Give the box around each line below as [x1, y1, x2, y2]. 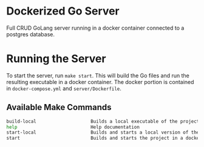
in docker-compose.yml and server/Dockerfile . [6, 85, 121, 92]
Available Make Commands [6, 102, 112, 113]
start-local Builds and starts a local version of [6, 129, 189, 136]
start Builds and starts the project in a [6, 135, 183, 142]
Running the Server [6, 52, 106, 66]
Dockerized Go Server [6, 4, 120, 18]
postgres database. [6, 30, 55, 38]
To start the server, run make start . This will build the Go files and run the [6, 71, 189, 79]
